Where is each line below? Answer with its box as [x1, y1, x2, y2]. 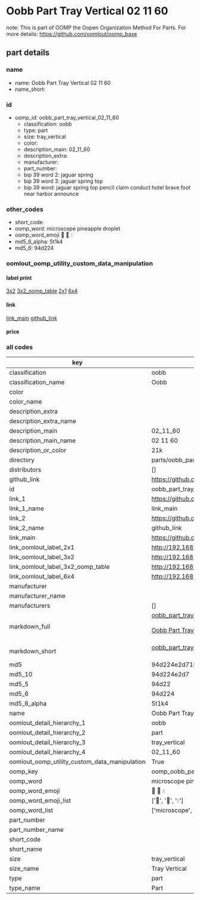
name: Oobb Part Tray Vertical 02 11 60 [14, 79, 111, 86]
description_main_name [9, 436, 76, 445]
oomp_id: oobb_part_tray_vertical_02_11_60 [14, 114, 119, 121]
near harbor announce [23, 190, 79, 197]
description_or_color [9, 446, 67, 455]
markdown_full [9, 623, 51, 631]
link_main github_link [6, 314, 58, 322]
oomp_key [9, 767, 39, 776]
